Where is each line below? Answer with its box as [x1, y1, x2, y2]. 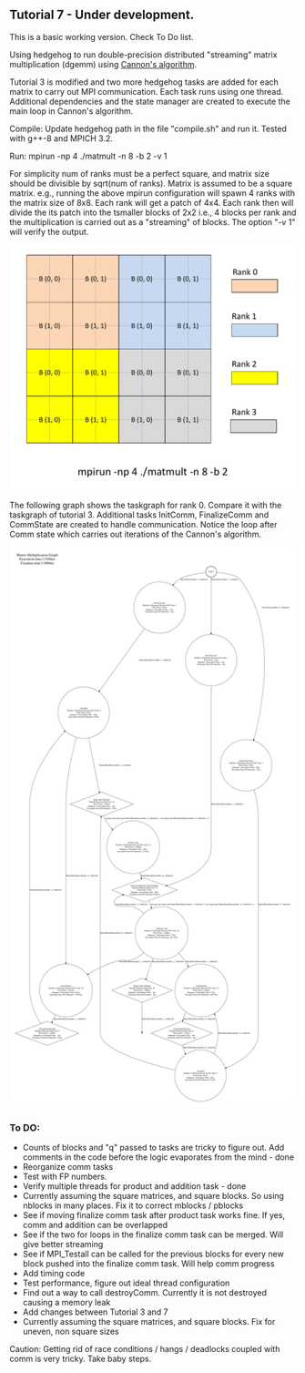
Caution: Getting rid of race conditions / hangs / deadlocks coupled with [9, 1344, 280, 1355]
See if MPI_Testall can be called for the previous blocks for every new [22, 1248, 284, 1260]
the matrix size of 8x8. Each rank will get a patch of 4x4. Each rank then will [9, 197, 294, 208]
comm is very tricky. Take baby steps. [9, 1353, 152, 1365]
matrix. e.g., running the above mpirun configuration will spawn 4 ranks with [9, 187, 296, 199]
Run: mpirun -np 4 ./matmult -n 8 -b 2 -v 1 [9, 150, 168, 161]
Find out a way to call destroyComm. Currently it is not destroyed [22, 1287, 267, 1298]
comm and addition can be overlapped [22, 1220, 168, 1231]
